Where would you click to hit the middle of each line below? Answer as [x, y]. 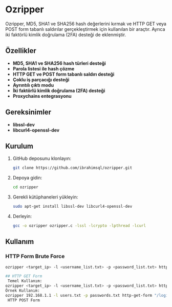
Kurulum [19, 146]
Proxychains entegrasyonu [42, 96]
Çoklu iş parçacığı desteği [41, 79]
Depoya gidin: [27, 178]
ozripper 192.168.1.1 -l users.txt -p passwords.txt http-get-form [79, 295]
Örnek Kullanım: [23, 291]
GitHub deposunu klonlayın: [42, 158]
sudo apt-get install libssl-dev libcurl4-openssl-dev [72, 207]
